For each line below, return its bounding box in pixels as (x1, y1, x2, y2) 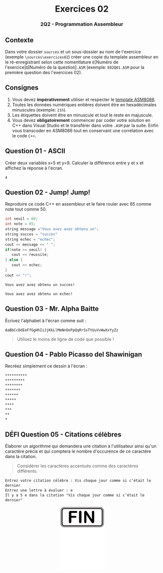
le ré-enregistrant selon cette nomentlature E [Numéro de (5, 59, 119, 65)
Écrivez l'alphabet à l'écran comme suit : (5, 318, 87, 324)
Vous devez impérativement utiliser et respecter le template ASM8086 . (12, 96, 156, 102)
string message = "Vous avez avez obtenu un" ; (5, 227, 99, 232)
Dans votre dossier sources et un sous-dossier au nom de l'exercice (5, 49, 141, 55)
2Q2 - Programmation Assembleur (40, 21, 124, 28)
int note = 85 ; (5, 222, 36, 227)
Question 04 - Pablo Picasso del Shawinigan (5, 350, 143, 359)
